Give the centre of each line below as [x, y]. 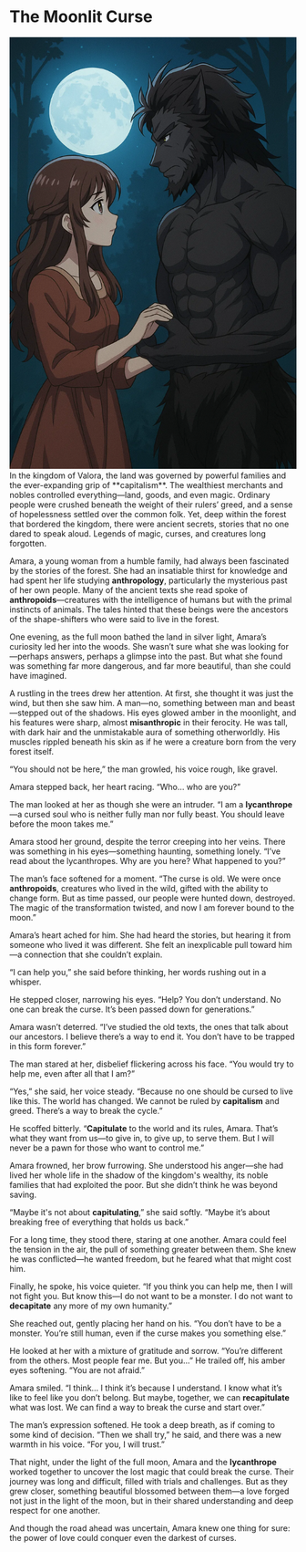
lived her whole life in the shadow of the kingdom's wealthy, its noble [139, 1175]
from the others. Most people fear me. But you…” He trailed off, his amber [148, 1360]
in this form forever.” [48, 1046]
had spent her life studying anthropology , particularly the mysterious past [149, 580]
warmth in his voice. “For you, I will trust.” [87, 1444]
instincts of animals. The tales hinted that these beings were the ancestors [149, 609]
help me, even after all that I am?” [72, 1073]
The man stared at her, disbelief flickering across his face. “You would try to [152, 1064]
